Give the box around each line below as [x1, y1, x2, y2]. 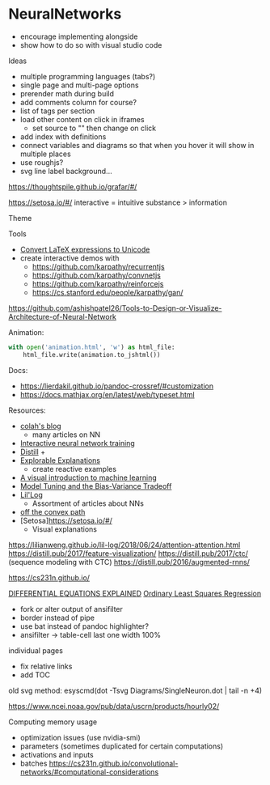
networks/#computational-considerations [19, 766, 159, 777]
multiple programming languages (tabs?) [19, 71, 156, 81]
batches [19, 758, 48, 768]
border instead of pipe [19, 613, 95, 622]
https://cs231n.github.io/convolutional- [49, 758, 179, 768]
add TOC [19, 669, 51, 680]
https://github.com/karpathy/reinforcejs [32, 278, 164, 288]
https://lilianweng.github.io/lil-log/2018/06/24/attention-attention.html [8, 540, 241, 549]
